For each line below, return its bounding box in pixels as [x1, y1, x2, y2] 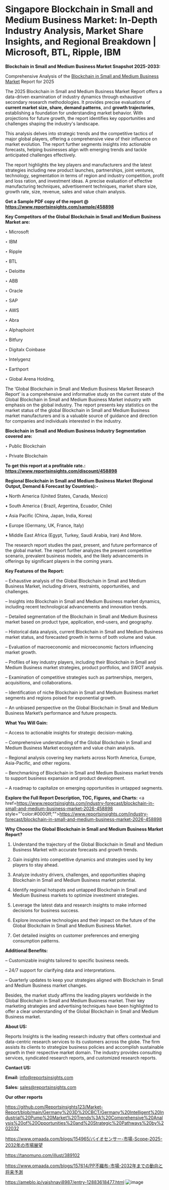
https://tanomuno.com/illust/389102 [5, 1152, 80, 1158]
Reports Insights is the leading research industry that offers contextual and [5, 1033, 160, 1039]
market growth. [5, 649, 37, 655]
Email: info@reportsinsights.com [5, 1074, 74, 1080]
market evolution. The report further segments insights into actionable [5, 141, 151, 147]
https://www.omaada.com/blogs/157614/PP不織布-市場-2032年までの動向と [5, 1163, 163, 1169]
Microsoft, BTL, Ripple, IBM [5, 47, 121, 58]
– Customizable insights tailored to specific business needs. [5, 957, 130, 963]
